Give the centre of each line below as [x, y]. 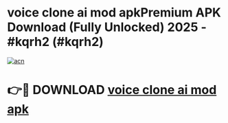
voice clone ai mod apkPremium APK [114, 13]
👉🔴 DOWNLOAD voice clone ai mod [112, 90]
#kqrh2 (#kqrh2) [56, 42]
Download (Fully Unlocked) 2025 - [107, 27]
